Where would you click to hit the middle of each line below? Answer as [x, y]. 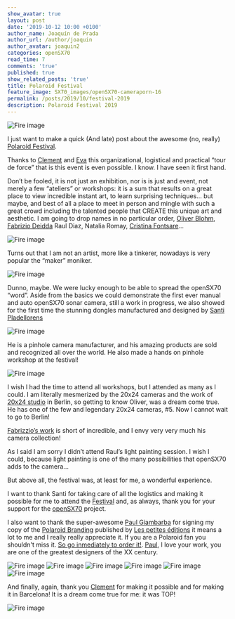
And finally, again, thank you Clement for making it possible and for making [116, 587]
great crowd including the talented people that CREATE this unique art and [115, 211]
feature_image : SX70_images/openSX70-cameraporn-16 [84, 92]
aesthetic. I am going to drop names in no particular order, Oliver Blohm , [111, 218]
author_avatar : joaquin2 [43, 46]
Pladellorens [25, 318]
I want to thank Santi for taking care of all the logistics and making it [105, 493]
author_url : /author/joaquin [50, 40]
